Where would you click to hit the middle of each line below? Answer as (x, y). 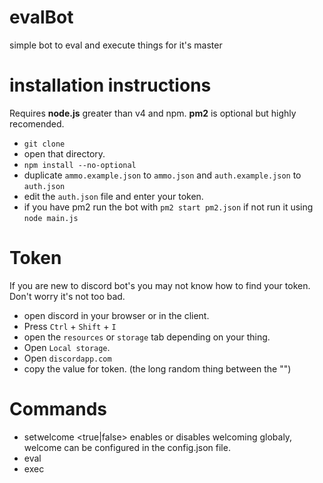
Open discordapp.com (67, 358)
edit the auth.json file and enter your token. (113, 196)
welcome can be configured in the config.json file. (127, 447)
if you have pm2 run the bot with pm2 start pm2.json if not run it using (168, 207)
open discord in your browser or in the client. (116, 315)
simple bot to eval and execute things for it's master (116, 45)
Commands (58, 409)
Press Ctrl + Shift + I (70, 326)
